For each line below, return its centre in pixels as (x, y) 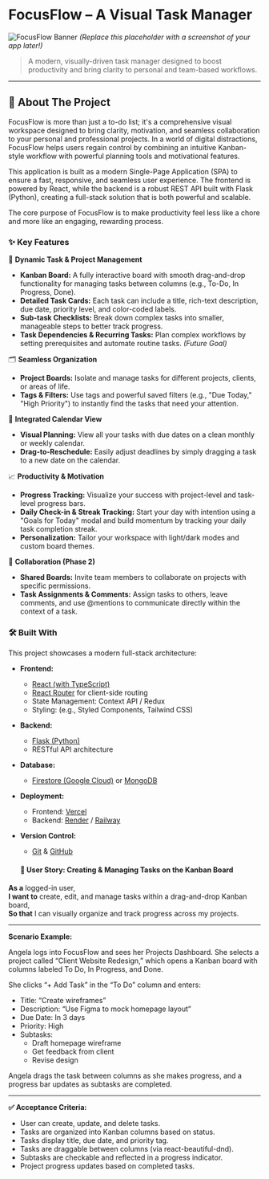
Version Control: (48, 836)
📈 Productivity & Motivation (56, 476)
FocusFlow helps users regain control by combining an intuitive (112, 147)
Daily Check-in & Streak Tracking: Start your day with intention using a (138, 512)
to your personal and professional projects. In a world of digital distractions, (133, 139)
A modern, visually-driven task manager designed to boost (125, 61)
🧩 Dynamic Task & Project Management (75, 259)
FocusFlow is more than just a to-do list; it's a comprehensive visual (120, 121)
